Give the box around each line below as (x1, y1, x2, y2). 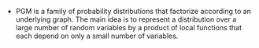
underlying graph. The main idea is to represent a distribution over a (15, 15, 237, 24)
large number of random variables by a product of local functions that (15, 23, 242, 32)
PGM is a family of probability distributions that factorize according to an (15, 7, 252, 15)
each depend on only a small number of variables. (15, 31, 179, 40)
